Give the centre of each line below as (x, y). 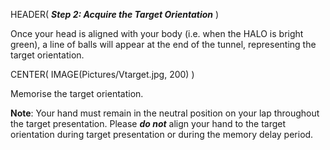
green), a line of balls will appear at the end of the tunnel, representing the (163, 44)
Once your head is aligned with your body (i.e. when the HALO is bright (157, 33)
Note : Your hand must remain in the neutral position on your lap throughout (165, 113)
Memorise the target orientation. (77, 93)
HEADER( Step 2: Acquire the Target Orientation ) (115, 14)
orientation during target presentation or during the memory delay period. (162, 134)
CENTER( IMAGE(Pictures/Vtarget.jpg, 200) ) (102, 74)
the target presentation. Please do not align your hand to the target (148, 123)
